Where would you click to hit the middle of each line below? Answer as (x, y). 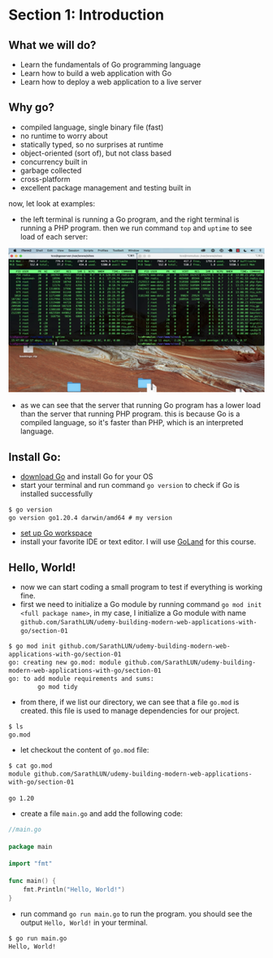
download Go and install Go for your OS (87, 477)
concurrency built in (54, 161)
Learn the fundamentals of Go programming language (110, 64)
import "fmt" (30, 864)
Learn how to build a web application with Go (96, 73)
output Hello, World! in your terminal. (84, 922)
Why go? (32, 108)
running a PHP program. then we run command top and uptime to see (136, 228)
